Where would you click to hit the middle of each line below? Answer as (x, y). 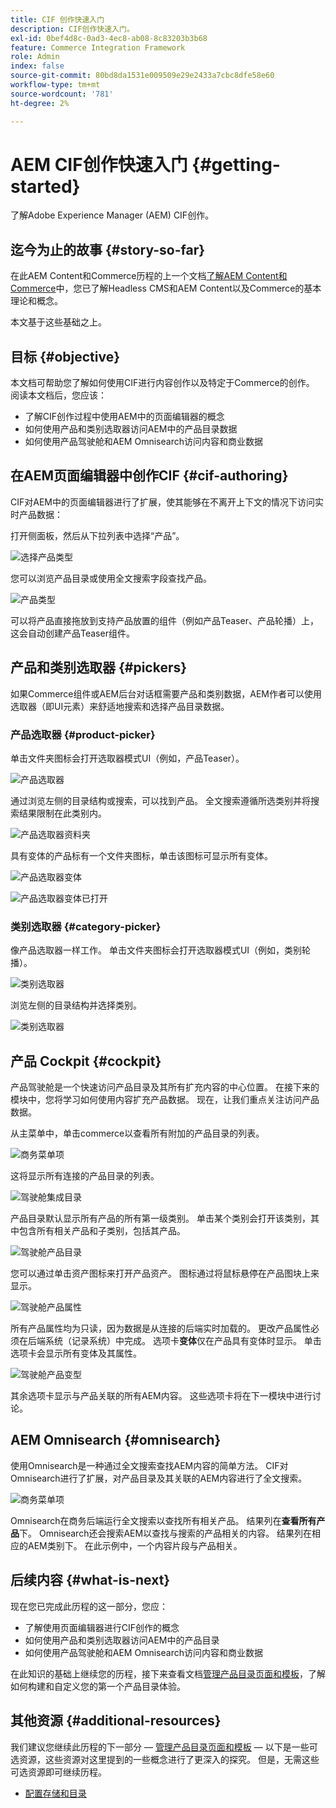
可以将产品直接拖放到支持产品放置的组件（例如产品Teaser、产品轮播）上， (164, 620)
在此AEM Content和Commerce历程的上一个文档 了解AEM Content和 (149, 276)
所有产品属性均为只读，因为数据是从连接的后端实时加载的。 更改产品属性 (160, 1328)
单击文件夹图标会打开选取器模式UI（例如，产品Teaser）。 (127, 758)
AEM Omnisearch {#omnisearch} (116, 1440)
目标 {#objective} (65, 356)
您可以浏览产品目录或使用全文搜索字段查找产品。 (111, 578)
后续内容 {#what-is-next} (90, 1580)
